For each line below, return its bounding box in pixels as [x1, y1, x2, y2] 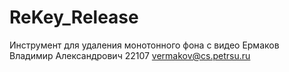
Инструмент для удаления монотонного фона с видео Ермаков [9, 39, 280, 51]
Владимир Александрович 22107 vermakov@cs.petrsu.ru [9, 49, 251, 61]
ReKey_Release [9, 6, 139, 29]
